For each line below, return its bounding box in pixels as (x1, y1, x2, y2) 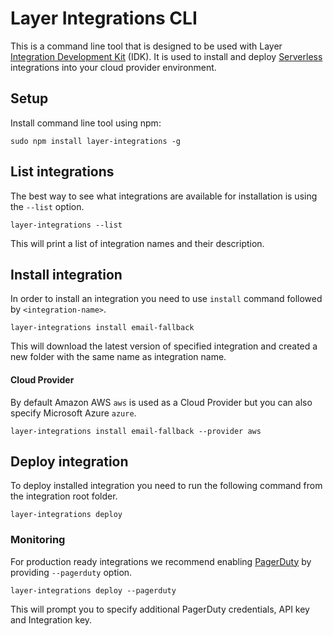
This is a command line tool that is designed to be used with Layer (10, 40, 283, 52)
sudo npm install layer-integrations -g (10, 136, 182, 146)
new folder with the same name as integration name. (10, 351, 227, 363)
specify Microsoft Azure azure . (10, 407, 137, 419)
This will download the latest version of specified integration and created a (10, 340, 318, 352)
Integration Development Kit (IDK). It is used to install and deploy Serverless (10, 50, 323, 62)
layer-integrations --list (10, 220, 123, 230)
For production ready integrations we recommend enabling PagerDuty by (10, 555, 312, 567)
